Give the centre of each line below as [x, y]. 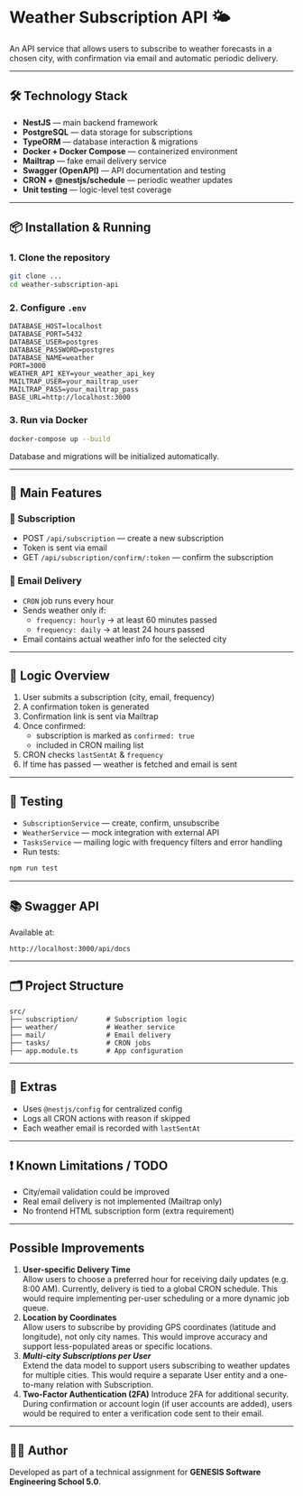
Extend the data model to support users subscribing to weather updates [156, 1366]
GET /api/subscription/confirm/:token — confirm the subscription [148, 558]
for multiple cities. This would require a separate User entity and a [145, 1375]
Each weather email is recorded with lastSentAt [111, 1128]
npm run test [34, 868]
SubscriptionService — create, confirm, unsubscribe [121, 823]
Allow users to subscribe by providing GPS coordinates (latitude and [149, 1327]
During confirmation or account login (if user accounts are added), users [157, 1404]
